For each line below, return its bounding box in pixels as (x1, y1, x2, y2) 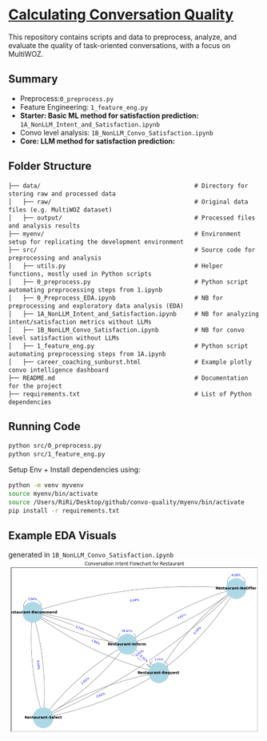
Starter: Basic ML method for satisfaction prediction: (19, 111, 199, 120)
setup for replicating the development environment (8, 238, 184, 246)
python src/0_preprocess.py (8, 442, 102, 450)
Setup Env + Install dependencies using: (8, 465, 141, 474)
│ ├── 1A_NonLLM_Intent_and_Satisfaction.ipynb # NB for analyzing (8, 310, 260, 318)
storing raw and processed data (8, 190, 116, 198)
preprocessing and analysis (8, 254, 102, 262)
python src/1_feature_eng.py (8, 450, 106, 458)
